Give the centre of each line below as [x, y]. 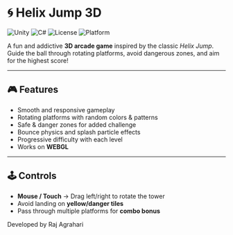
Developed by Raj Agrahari [45, 224]
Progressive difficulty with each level [70, 139]
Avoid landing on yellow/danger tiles [70, 203]
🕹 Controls [32, 176]
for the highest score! [38, 60]
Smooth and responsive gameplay [66, 110]
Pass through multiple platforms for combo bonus [89, 211]
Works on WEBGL [43, 146]
